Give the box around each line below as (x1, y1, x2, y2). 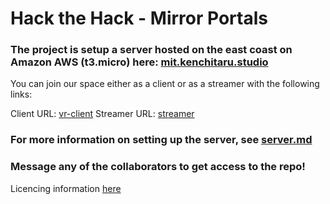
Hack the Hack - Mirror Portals (10, 7, 268, 30)
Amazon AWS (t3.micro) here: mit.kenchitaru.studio (10, 55, 269, 69)
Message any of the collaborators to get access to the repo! (10, 160, 306, 174)
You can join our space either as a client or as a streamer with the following (10, 78, 320, 90)
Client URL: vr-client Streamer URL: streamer (10, 108, 195, 120)
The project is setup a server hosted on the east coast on (10, 43, 293, 57)
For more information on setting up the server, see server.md (10, 133, 313, 147)
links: (10, 88, 33, 101)
